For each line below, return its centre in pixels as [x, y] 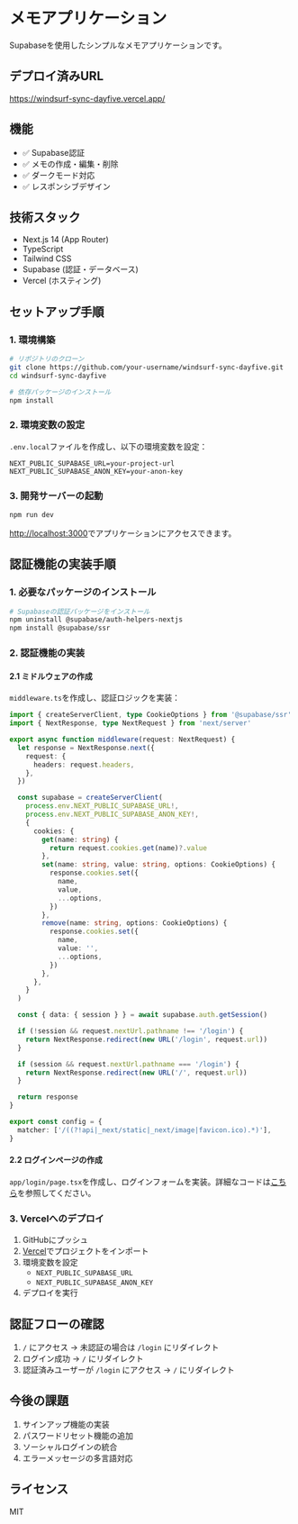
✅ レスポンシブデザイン [66, 186]
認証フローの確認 [57, 1324]
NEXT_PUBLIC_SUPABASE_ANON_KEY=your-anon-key [96, 471]
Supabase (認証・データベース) [81, 269]
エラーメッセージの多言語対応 [77, 1458]
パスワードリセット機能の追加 [77, 1435]
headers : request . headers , [84, 765]
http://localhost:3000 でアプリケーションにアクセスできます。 [123, 533]
